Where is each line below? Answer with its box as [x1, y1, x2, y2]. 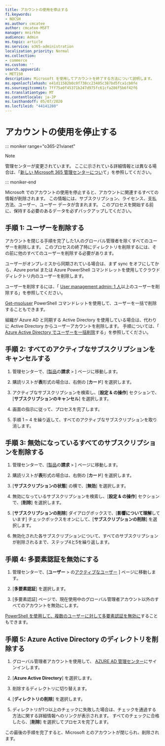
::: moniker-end [5, 179, 36, 185]
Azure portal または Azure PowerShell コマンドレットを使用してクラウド [13, 266, 161, 272]
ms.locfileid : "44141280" [5, 104, 58, 109]
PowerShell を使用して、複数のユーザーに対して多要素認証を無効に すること [5, 613, 159, 619]
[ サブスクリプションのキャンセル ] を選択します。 [12, 395, 112, 401]
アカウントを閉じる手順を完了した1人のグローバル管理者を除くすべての [5, 238, 149, 244]
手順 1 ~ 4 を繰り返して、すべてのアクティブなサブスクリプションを [12, 416, 149, 423]
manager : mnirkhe [5, 30, 41, 35]
